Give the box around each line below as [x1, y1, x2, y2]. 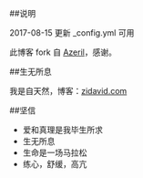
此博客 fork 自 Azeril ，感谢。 [9, 47, 117, 58]
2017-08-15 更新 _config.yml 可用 [9, 27, 135, 38]
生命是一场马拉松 [22, 147, 87, 158]
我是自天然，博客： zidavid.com [9, 86, 128, 96]
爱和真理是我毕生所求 [22, 124, 103, 135]
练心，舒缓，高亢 [22, 159, 87, 169]
